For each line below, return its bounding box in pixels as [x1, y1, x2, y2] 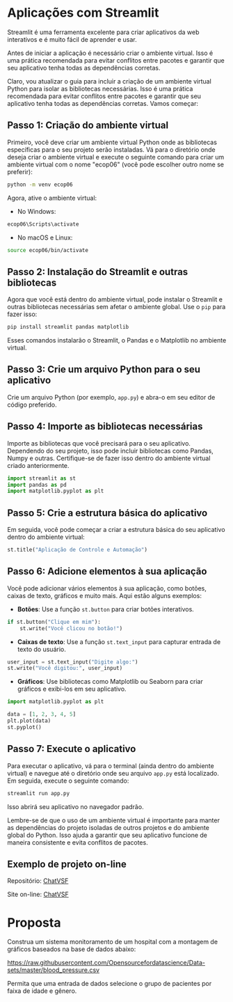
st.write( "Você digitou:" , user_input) [7, 665, 123, 672]
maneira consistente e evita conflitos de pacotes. [7, 838, 148, 847]
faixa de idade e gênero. [7, 987, 77, 995]
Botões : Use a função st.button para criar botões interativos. [17, 604, 195, 613]
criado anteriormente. [7, 461, 70, 469]
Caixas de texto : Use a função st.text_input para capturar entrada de [17, 637, 221, 645]
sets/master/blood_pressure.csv [7, 966, 99, 974]
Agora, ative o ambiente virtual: [7, 194, 97, 202]
